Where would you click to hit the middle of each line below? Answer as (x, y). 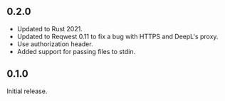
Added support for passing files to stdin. (76, 51)
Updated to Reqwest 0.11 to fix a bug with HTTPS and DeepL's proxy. (117, 36)
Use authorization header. (55, 44)
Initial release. (27, 91)
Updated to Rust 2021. (49, 28)
